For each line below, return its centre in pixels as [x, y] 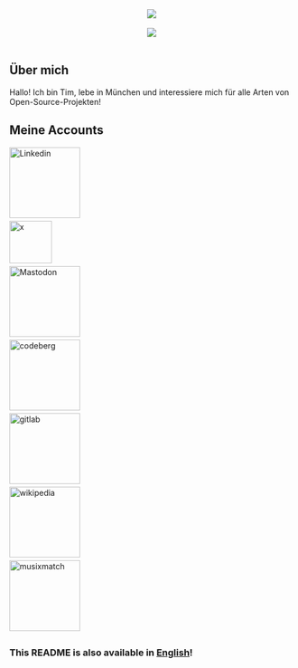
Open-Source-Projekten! [55, 101]
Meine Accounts [56, 130]
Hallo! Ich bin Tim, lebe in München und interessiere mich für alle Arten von [149, 92]
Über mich [39, 70]
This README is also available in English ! [101, 653]
